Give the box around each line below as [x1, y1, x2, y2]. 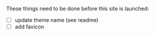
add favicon [14, 23, 45, 30]
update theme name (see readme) [14, 17, 99, 23]
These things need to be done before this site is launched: [6, 5, 149, 12]
